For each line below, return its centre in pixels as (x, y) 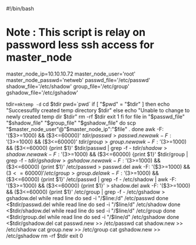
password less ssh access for (80, 45)
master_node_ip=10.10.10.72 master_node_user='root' (71, 74)
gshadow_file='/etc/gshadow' (42, 92)
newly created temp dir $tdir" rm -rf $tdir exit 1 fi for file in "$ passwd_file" (96, 116)
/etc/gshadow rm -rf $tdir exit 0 (45, 236)
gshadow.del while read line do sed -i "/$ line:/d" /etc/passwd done (87, 198)
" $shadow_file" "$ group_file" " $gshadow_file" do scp (71, 123)
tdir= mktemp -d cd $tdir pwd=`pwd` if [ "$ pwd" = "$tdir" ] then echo (88, 104)
